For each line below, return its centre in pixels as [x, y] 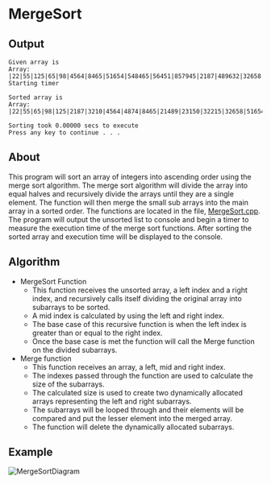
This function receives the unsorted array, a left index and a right [140, 290]
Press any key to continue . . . [65, 133]
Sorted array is [35, 97]
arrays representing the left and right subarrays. [112, 401]
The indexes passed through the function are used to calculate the [143, 375]
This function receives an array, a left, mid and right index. [129, 366]
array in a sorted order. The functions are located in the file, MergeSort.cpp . [134, 211]
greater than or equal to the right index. [97, 333]
